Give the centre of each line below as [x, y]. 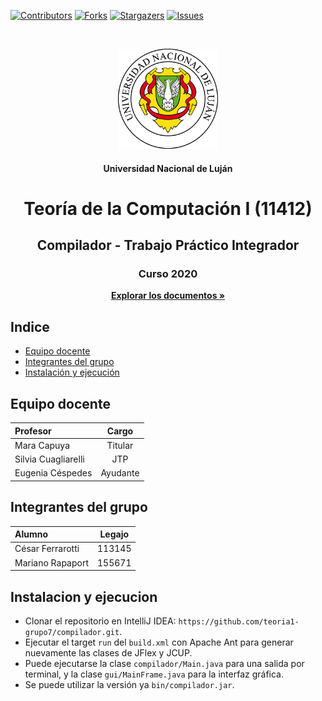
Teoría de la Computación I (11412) [168, 208]
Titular [120, 445]
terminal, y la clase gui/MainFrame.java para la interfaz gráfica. [154, 674]
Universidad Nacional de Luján [168, 168]
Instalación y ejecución [72, 372]
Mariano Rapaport [52, 562]
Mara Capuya [42, 445]
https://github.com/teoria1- [239, 621]
